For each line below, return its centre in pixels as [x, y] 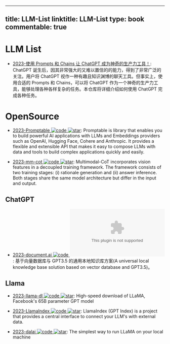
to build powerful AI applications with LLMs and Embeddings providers [86, 136]
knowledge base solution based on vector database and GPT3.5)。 [82, 267]
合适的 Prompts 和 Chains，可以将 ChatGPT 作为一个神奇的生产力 [86, 83]
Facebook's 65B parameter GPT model [53, 301]
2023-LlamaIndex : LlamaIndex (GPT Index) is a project [85, 311]
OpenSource [32, 116]
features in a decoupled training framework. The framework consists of [87, 167]
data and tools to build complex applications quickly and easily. [78, 152]
